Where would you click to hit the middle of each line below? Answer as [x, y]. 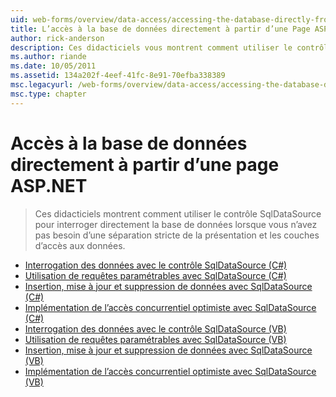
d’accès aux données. [80, 245]
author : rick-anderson [57, 38]
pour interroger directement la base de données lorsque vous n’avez [176, 224]
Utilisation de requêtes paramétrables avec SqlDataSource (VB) [155, 339]
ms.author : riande [48, 57]
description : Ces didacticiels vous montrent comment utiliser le [151, 47]
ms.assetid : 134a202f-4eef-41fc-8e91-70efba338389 [118, 76]
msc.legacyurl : [42, 85]
